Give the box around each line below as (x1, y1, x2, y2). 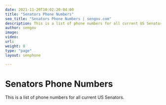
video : (5, 35, 19, 40)
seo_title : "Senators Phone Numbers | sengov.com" (5, 16, 112, 21)
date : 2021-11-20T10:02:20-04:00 (5, 7, 74, 12)
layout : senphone (5, 52, 41, 58)
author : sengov (5, 26, 37, 30)
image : (5, 30, 19, 35)
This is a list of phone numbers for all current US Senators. (5, 94, 124, 101)
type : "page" (5, 48, 32, 53)
